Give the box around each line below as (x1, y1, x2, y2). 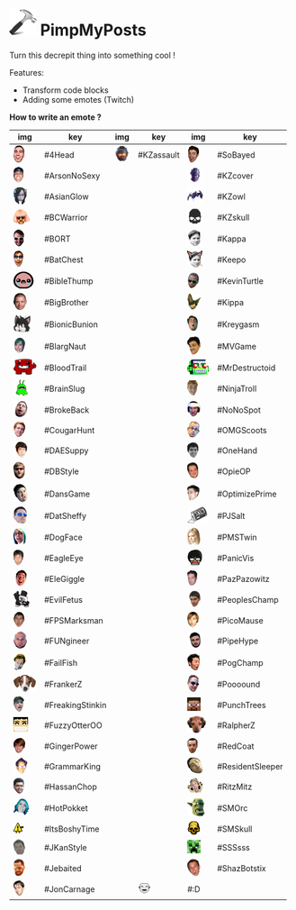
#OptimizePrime (217, 488, 277, 499)
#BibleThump (44, 276, 94, 287)
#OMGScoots (217, 424, 267, 435)
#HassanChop (44, 781, 97, 792)
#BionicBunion (44, 319, 99, 330)
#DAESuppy (44, 445, 89, 456)
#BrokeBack (44, 405, 90, 415)
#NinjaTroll (217, 383, 257, 395)
